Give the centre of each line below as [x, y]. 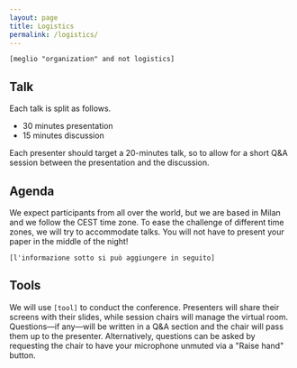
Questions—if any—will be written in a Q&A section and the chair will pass [146, 327]
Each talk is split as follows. [60, 108]
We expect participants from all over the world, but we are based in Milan [145, 212]
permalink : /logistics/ [54, 34]
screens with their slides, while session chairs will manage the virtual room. [149, 317]
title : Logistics [42, 26]
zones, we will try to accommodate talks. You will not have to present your [147, 232]
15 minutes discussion [63, 135]
